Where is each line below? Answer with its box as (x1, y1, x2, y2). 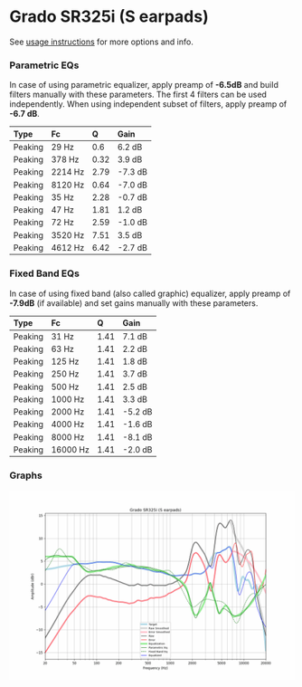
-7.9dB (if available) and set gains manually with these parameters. (9, 297, 259, 309)
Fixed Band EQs (9, 267, 80, 280)
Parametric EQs (9, 59, 80, 72)
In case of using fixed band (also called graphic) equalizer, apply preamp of (9, 288, 291, 299)
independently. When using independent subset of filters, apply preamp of (9, 99, 288, 110)
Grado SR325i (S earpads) (9, 6, 210, 27)
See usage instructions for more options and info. (9, 36, 194, 47)
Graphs (9, 469, 42, 482)
